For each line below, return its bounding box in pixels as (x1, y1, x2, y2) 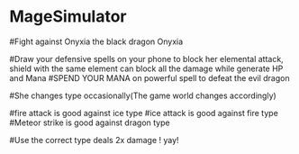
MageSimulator (9, 6, 128, 27)
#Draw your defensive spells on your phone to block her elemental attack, (9, 53, 284, 64)
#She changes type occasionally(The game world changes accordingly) (9, 90, 276, 101)
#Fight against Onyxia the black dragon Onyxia (9, 36, 184, 47)
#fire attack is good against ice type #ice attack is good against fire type (9, 107, 279, 118)
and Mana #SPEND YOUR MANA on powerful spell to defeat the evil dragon (9, 72, 290, 83)
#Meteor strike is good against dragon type (9, 117, 170, 128)
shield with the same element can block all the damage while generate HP (9, 63, 284, 74)
